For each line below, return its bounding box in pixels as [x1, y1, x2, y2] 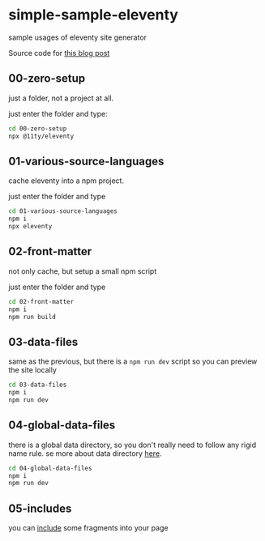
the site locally [8, 365, 57, 375]
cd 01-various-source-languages [8, 207, 118, 215]
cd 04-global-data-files [8, 464, 92, 472]
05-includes [8, 501, 72, 515]
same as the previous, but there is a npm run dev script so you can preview [8, 356, 258, 366]
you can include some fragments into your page [8, 523, 169, 533]
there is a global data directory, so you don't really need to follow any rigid [8, 440, 257, 449]
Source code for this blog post [8, 48, 110, 58]
